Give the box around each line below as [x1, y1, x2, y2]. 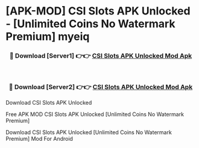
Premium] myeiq [5, 30, 90, 43]
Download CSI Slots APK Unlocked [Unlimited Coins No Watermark [5, 128, 172, 136]
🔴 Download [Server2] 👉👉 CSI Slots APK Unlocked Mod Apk [8, 83, 193, 91]
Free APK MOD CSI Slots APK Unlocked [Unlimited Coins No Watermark [5, 110, 185, 118]
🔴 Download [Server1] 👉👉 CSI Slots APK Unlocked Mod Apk [9, 52, 192, 60]
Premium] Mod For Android [5, 135, 74, 142]
